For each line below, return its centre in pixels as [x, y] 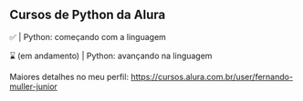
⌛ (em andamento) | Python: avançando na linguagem [111, 56]
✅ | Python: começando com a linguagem [88, 36]
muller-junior [33, 86]
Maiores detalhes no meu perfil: [69, 76]
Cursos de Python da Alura [88, 15]
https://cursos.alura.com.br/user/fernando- [212, 76]
